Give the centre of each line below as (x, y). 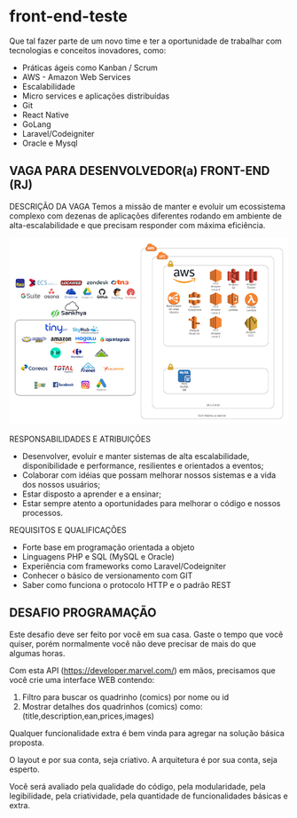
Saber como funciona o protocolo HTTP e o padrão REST (127, 584)
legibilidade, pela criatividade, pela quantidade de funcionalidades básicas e (148, 796)
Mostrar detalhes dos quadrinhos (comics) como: (112, 706)
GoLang (36, 124)
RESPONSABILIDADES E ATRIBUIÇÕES (80, 439)
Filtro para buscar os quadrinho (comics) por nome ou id (125, 697)
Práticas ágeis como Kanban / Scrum (90, 68)
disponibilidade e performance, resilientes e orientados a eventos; (143, 465)
